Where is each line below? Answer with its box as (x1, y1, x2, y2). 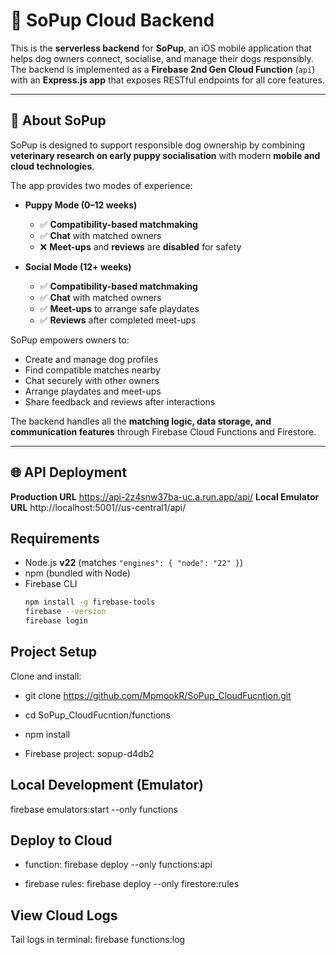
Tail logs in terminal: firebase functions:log (10, 934, 186, 946)
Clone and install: (10, 670, 82, 682)
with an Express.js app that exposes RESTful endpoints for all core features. (10, 74, 325, 86)
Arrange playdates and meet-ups (24, 385, 162, 397)
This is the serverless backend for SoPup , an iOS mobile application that (10, 42, 312, 54)
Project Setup (10, 644, 98, 661)
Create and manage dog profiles (24, 353, 159, 365)
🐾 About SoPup (10, 112, 107, 129)
